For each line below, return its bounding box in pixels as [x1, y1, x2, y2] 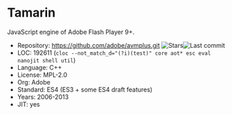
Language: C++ [17, 63, 62, 71]
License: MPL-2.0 [17, 71, 68, 79]
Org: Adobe [17, 78, 51, 86]
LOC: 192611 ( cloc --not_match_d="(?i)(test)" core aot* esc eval [17, 48, 211, 57]
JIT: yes [17, 100, 40, 108]
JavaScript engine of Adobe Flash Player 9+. [7, 28, 135, 36]
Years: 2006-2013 [17, 92, 69, 101]
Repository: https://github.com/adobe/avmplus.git [17, 41, 161, 49]
